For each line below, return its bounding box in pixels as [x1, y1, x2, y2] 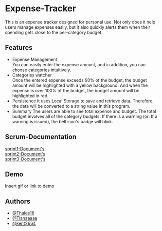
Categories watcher [12, 72, 52, 78]
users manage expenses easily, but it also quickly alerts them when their [5, 24, 151, 30]
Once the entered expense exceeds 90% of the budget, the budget [12, 77, 147, 83]
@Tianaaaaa [12, 215, 37, 221]
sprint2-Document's [5, 151, 46, 156]
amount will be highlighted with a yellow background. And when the [12, 82, 148, 88]
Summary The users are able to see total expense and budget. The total [12, 108, 157, 114]
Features [5, 43, 33, 52]
